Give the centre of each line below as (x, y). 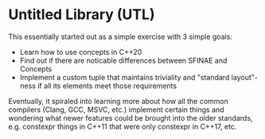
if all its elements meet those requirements (107, 86)
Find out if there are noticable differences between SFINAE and (123, 60)
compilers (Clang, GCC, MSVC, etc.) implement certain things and (116, 110)
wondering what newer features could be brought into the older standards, (131, 118)
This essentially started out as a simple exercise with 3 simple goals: (121, 37)
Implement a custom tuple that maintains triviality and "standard (125, 77)
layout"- (245, 77)
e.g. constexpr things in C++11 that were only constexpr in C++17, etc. (123, 126)
